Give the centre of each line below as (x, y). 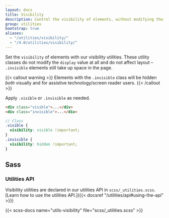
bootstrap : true (22, 29)
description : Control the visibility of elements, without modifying (80, 19)
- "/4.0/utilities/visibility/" (44, 43)
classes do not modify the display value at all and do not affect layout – (79, 62)
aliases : (14, 33)
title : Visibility (24, 15)
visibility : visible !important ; (45, 130)
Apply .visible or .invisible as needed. (48, 98)
